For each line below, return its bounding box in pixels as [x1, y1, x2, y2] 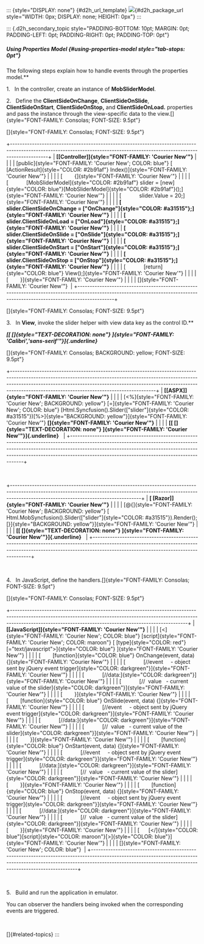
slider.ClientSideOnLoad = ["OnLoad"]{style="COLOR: [6, 217, 148, 225]
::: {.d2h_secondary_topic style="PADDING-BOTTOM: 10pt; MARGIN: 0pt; [6, 25, 190, 32]
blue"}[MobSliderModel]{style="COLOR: [47, 185, 149, 192]
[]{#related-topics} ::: [6, 931, 60, 938]
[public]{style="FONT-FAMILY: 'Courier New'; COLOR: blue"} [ [16, 159, 172, 167]
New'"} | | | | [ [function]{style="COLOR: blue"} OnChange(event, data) [6, 652, 195, 659]
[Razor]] [152, 494, 174, 502]
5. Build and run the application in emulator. [6, 889, 119, 896]
